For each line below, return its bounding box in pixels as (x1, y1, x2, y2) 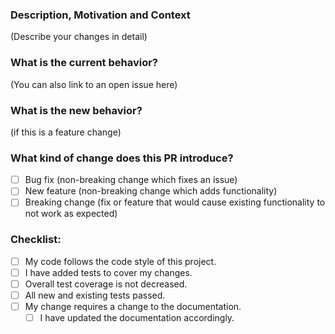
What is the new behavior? (10, 103, 143, 117)
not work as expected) (24, 208, 118, 220)
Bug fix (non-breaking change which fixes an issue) (24, 174, 238, 186)
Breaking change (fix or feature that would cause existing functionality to (24, 196, 326, 208)
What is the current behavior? (10, 56, 159, 70)
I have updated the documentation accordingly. (39, 311, 235, 323)
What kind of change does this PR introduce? (10, 151, 234, 165)
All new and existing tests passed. (24, 289, 166, 301)
